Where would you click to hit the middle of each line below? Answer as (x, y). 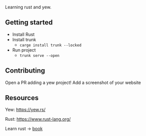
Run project (24, 50)
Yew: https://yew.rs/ (25, 109)
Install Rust (23, 34)
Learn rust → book (24, 129)
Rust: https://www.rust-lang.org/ (38, 119)
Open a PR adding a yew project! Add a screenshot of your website (73, 82)
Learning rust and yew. (28, 7)
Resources (22, 98)
